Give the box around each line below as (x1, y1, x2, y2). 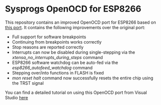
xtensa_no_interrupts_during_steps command (12, 54, 103, 60)
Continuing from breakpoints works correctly (12, 39, 102, 45)
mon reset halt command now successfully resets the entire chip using (12, 75, 153, 81)
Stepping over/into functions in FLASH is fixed (12, 70, 104, 75)
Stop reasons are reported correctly (12, 44, 84, 50)
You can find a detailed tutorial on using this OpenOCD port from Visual (5, 90, 147, 95)
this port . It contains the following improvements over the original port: (5, 24, 146, 30)
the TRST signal (12, 80, 44, 86)
